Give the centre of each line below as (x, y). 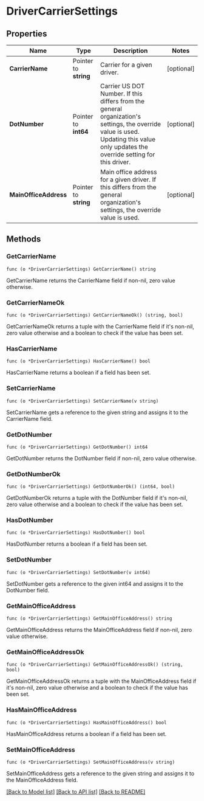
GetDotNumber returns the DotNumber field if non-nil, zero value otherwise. (101, 458)
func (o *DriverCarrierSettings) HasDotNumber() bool (76, 533)
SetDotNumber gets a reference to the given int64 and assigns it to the (95, 584)
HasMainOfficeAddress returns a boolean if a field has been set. (87, 733)
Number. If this (121, 94)
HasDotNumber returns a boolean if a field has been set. (77, 544)
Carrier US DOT (122, 86)
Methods (24, 239)
